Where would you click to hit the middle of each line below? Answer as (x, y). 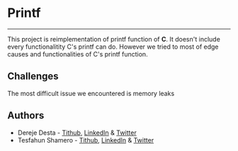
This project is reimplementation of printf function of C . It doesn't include (114, 39)
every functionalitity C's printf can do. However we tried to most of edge (113, 47)
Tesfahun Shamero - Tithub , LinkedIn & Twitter (86, 140)
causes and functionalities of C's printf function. (78, 54)
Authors (26, 115)
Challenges (33, 77)
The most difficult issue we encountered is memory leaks (91, 93)
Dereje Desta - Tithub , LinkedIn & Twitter (77, 133)
